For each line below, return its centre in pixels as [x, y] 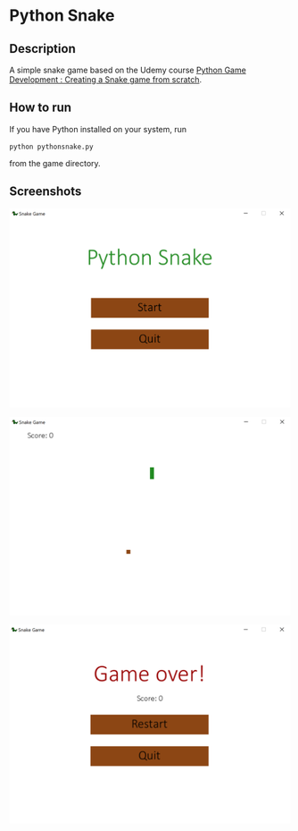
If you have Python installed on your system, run [98, 129]
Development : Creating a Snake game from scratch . [106, 80]
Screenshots [46, 192]
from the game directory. [55, 163]
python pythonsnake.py [51, 147]
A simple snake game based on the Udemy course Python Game [128, 70]
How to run [41, 108]
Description [42, 49]
